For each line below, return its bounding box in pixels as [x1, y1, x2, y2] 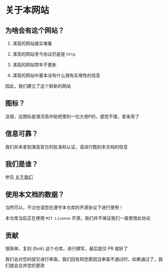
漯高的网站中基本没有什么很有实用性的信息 [12, 72, 100, 78]
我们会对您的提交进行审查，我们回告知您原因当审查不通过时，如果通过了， [5, 256, 158, 262]
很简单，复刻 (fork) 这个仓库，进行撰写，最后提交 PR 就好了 [5, 245, 128, 251]
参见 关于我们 [5, 174, 33, 180]
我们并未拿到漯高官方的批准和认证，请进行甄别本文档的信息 [5, 144, 128, 150]
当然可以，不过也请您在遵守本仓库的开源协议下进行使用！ [5, 204, 123, 211]
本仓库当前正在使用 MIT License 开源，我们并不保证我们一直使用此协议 [5, 215, 151, 221]
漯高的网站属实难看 [12, 41, 52, 46]
